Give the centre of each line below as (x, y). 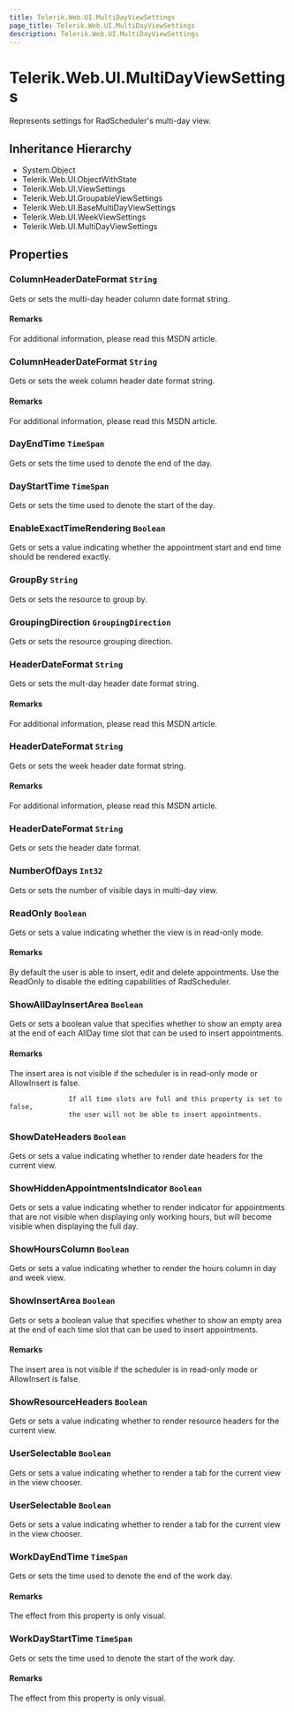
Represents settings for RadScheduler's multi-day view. (110, 121)
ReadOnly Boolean (48, 913)
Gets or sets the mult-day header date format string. (104, 683)
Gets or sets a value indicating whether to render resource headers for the (144, 1421)
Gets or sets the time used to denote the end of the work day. (121, 1576)
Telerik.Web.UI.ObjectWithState (79, 180)
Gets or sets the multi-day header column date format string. (120, 298)
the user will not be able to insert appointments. (166, 1114)
